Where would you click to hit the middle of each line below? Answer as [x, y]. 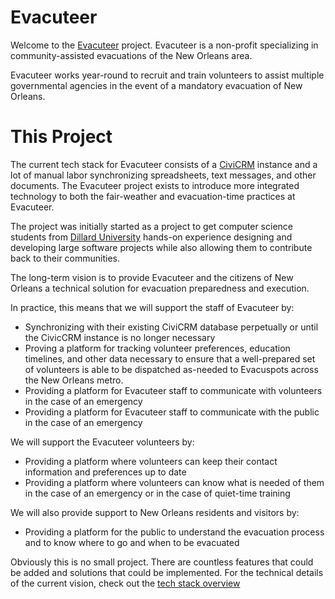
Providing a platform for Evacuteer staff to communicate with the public [172, 412]
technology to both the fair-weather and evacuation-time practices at [153, 196]
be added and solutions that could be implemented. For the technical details [167, 572]
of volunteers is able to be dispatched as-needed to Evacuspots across [171, 369]
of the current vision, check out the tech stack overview [125, 583]
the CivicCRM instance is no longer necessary [120, 337]
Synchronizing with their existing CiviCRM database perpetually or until [171, 327]
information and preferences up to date [105, 472]
